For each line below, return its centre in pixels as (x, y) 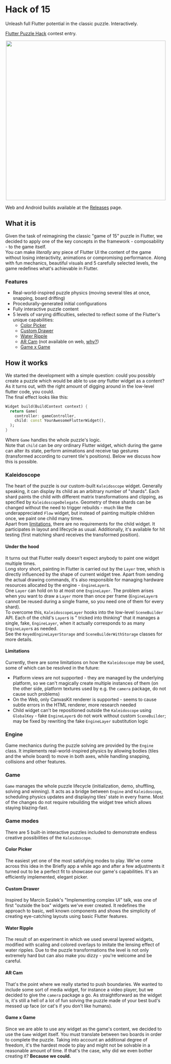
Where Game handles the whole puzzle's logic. (53, 440)
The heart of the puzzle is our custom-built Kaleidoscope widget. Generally (84, 486)
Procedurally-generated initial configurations (60, 304)
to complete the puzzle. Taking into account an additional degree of (76, 1039)
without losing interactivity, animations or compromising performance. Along (86, 257)
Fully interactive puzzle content (46, 309)
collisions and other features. (36, 762)
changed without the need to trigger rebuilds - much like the (69, 508)
